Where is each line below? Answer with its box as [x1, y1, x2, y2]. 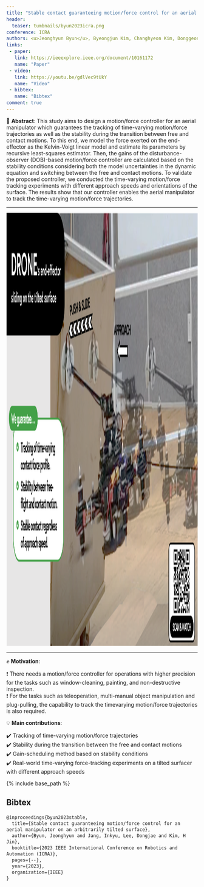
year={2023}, [12, 863, 45, 869]
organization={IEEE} [12, 869, 64, 875]
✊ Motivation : [6, 657, 41, 665]
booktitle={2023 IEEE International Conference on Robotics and [12, 844, 178, 851]
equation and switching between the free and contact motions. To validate [6, 169, 192, 176]
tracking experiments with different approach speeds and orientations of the [6, 182, 197, 189]
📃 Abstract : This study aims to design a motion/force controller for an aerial [6, 117, 196, 124]
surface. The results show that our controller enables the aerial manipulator [6, 188, 195, 196]
